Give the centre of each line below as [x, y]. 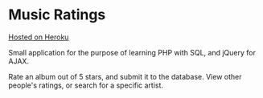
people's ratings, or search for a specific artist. [86, 85]
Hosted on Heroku [39, 37]
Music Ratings [57, 15]
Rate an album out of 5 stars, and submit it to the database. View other [125, 76]
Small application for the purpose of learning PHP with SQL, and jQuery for [132, 52]
